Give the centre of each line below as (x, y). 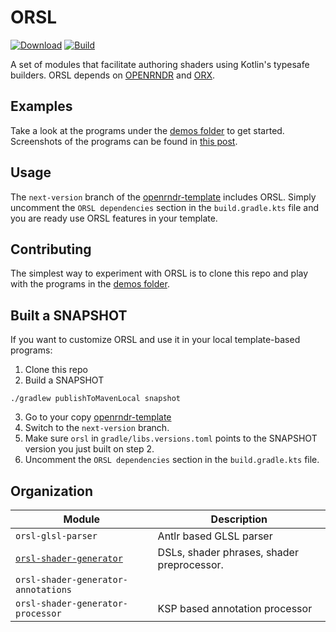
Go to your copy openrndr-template (98, 417)
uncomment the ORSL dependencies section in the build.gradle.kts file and (164, 207)
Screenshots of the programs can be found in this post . (124, 141)
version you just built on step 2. (89, 449)
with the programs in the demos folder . (90, 284)
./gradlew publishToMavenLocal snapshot (96, 399)
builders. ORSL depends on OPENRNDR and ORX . (112, 75)
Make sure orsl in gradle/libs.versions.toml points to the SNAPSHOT (171, 438)
